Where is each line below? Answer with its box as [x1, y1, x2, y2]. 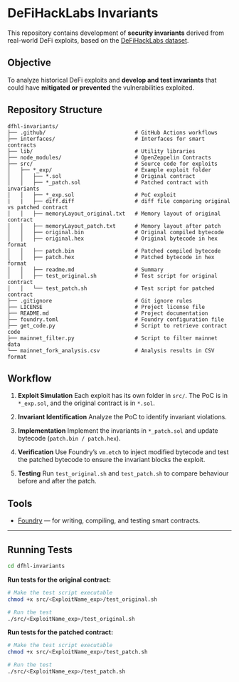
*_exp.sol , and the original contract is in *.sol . [17, 399, 155, 407]
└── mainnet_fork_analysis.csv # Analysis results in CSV [7, 347, 215, 354]
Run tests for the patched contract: [7, 628, 114, 636]
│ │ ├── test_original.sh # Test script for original [7, 272, 218, 279]
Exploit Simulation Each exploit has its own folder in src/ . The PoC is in [17, 392, 228, 400]
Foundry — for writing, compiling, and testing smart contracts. [17, 516, 201, 525]
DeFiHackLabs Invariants [7, 5, 159, 21]
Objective [7, 57, 52, 69]
